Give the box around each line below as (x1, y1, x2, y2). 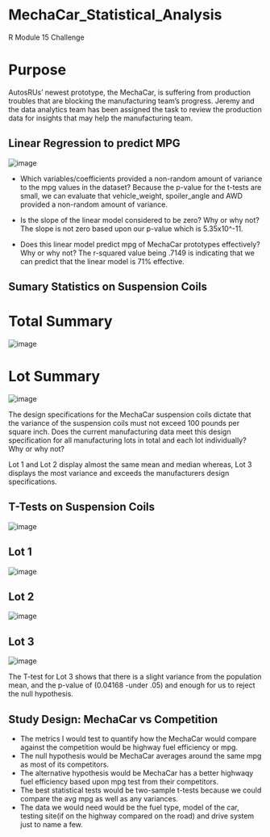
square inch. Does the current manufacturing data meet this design (8, 427, 231, 436)
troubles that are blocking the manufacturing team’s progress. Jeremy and (8, 95, 255, 106)
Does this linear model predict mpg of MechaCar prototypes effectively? (19, 239, 260, 249)
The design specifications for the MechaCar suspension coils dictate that (8, 410, 251, 419)
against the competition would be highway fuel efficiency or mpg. (19, 742, 239, 752)
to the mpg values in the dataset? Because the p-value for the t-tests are (19, 182, 262, 191)
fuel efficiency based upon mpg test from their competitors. (19, 777, 219, 787)
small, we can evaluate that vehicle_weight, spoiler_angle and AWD (19, 191, 243, 200)
